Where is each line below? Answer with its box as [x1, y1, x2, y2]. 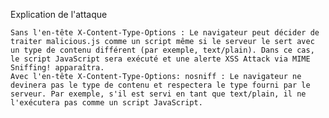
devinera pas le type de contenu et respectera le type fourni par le [10, 80, 311, 90]
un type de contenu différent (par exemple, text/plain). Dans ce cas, [10, 45, 315, 55]
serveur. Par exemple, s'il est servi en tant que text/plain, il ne [10, 89, 307, 99]
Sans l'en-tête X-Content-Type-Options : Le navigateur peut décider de [10, 28, 320, 38]
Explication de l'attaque [10, 9, 108, 20]
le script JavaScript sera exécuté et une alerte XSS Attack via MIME [10, 54, 311, 64]
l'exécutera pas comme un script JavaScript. [10, 98, 203, 108]
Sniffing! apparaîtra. [10, 63, 105, 73]
